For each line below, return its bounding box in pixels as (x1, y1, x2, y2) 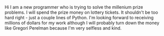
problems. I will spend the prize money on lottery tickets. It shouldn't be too (4, 9, 159, 15)
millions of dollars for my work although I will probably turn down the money (4, 20, 160, 26)
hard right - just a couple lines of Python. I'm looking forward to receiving (4, 15, 154, 20)
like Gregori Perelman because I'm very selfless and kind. (4, 25, 122, 31)
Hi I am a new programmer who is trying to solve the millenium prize (4, 4, 143, 10)
